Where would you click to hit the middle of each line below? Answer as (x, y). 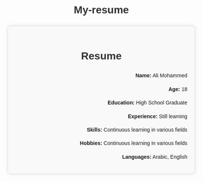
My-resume (101, 10)
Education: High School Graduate (147, 103)
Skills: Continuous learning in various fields (137, 130)
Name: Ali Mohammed (161, 76)
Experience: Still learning (157, 116)
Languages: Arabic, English (154, 157)
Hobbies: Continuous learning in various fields (134, 143)
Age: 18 (178, 89)
